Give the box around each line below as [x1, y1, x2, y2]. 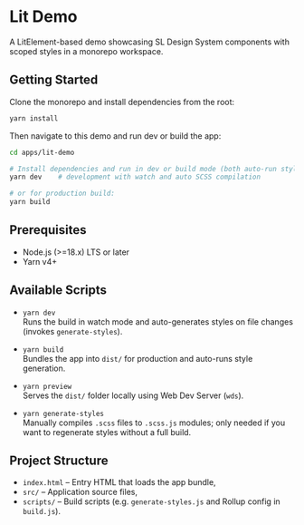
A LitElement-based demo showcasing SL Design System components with [9, 36, 290, 47]
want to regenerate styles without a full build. [22, 426, 192, 437]
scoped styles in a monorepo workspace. [9, 45, 164, 56]
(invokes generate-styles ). [22, 326, 123, 336]
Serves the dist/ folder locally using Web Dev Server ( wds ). [22, 390, 244, 401]
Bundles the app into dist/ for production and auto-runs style [22, 353, 253, 364]
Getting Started [9, 73, 99, 88]
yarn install [9, 113, 59, 123]
